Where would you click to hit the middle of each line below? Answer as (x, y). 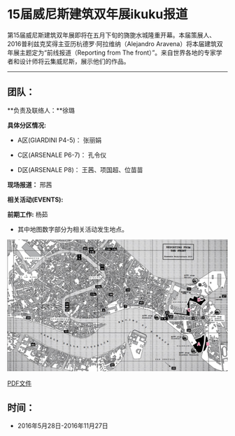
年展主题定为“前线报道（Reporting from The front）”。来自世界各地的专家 (112, 52)
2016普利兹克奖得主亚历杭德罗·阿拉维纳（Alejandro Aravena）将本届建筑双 (115, 43)
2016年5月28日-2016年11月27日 (63, 426)
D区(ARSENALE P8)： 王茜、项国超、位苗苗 (80, 169)
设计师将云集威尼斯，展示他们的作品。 (74, 61)
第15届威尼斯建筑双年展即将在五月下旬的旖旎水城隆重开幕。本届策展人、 (111, 35)
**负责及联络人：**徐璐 (41, 110)
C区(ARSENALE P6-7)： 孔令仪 (62, 155)
